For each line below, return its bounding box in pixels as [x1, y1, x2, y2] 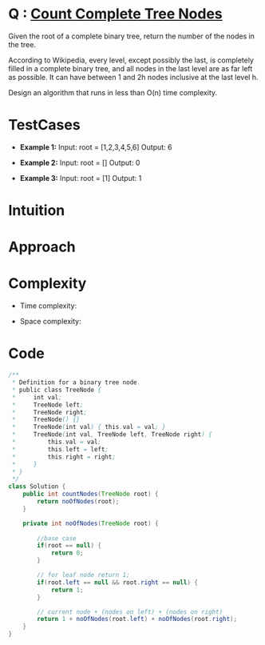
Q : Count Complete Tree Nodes [8, 5, 223, 23]
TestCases [8, 116, 81, 134]
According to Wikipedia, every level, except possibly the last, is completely [8, 55, 254, 65]
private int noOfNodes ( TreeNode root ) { [22, 519, 159, 527]
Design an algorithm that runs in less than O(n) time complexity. [8, 87, 218, 97]
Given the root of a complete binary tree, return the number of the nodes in [8, 31, 255, 41]
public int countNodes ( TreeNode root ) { [22, 490, 159, 499]
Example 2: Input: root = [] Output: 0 [19, 158, 140, 167]
